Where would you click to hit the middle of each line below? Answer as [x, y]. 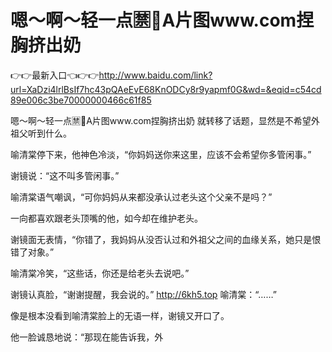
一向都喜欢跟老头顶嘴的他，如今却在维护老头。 [106, 218]
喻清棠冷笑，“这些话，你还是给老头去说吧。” [100, 273]
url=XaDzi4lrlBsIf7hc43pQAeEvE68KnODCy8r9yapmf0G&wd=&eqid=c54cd [166, 89]
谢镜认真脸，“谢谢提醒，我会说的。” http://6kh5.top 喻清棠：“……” [143, 294]
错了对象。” [32, 252]
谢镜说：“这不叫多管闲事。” [65, 175]
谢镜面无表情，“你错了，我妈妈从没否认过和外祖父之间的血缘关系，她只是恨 [166, 239]
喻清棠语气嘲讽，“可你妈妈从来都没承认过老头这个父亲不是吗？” [141, 197]
